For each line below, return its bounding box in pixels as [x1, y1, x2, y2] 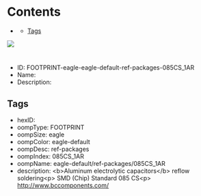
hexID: [16, 115, 36, 124]
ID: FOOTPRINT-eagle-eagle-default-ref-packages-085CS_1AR [16, 64, 195, 72]
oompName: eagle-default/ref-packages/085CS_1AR [16, 159, 165, 167]
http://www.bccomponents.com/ [16, 181, 109, 189]
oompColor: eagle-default [16, 137, 90, 145]
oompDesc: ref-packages [16, 145, 90, 153]
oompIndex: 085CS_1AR [16, 152, 84, 160]
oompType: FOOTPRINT [16, 123, 85, 131]
